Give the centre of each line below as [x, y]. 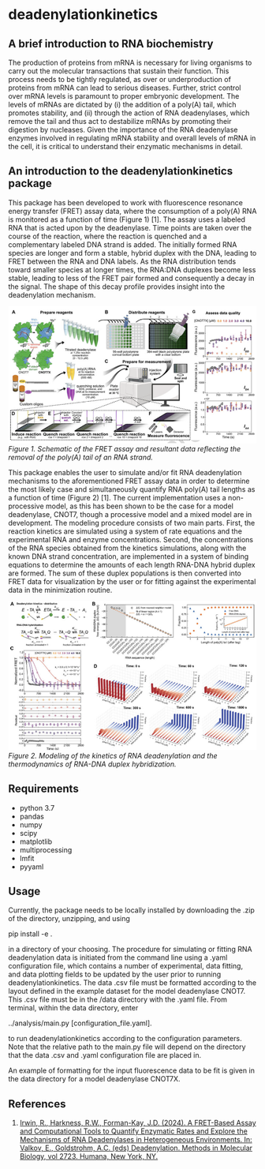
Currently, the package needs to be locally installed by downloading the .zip [131, 910]
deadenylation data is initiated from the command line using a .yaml [118, 957]
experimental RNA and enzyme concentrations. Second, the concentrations [131, 539]
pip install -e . [30, 934]
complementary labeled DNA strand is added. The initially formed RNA [123, 244]
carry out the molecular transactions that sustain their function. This [119, 71]
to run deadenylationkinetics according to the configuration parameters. [125, 1039]
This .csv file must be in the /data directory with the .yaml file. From [118, 999]
